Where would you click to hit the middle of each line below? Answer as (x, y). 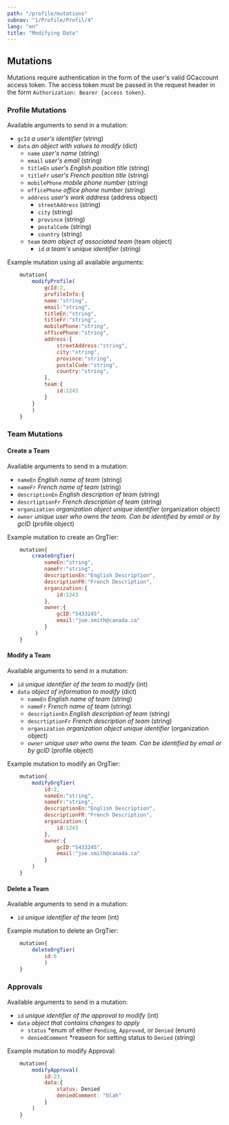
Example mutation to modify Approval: (61, 1051)
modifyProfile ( (54, 282)
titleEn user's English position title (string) (89, 168)
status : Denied (78, 1089)
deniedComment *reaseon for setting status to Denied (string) (111, 1037)
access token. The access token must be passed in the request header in (111, 85)
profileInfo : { (64, 294)
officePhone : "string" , (77, 333)
